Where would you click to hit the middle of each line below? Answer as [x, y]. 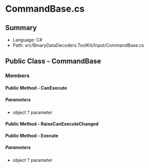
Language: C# [27, 40]
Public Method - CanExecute [36, 88]
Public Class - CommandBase [53, 61]
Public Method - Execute [32, 136]
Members [17, 76]
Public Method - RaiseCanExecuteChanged [52, 124]
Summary [21, 28]
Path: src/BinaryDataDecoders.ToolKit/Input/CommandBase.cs [78, 45]
